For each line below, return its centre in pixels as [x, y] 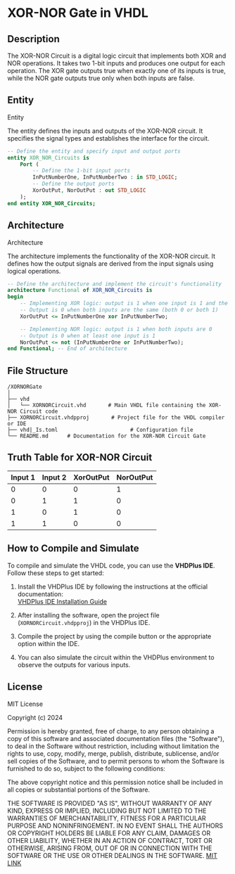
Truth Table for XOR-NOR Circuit [80, 457]
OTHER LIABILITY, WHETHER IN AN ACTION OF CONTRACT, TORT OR [110, 840]
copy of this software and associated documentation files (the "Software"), [116, 738]
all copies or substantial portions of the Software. [78, 790]
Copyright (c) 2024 [35, 717]
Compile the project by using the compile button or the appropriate [114, 636]
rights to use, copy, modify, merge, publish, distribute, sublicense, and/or [113, 753]
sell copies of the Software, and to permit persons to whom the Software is [116, 761]
